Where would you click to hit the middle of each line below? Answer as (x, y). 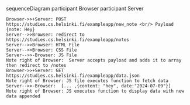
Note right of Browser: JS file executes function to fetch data (87, 81)
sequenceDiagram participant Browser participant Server (75, 9)
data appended (23, 96)
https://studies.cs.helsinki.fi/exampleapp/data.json (73, 76)
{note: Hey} (20, 29)
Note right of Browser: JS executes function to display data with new (95, 91)
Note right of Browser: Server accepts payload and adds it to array (94, 60)
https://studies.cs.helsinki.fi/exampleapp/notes (68, 40)
